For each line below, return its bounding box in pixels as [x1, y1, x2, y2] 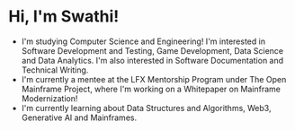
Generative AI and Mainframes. [21, 112, 137, 123]
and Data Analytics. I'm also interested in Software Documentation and [21, 55, 284, 65]
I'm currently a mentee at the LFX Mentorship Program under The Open [21, 74, 287, 84]
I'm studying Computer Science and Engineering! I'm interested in [21, 36, 266, 47]
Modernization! [21, 92, 78, 104]
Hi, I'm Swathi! [8, 6, 120, 27]
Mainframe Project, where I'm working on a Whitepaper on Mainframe [21, 83, 281, 94]
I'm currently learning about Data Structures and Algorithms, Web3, [21, 102, 272, 113]
